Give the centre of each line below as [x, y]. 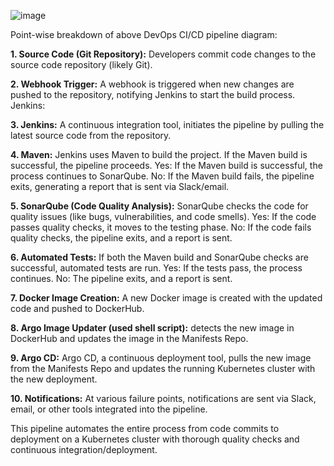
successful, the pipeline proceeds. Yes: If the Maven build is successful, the [166, 165]
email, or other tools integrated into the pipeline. [109, 409]
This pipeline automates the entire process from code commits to [145, 428]
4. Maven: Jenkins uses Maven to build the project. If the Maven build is [159, 154]
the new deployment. [54, 379]
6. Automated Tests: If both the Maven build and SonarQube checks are [159, 257]
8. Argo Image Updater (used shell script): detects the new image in [152, 328]
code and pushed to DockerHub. [77, 308]
